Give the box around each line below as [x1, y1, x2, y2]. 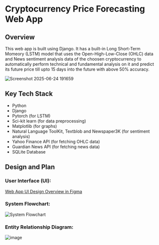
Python [12, 103, 27, 108]
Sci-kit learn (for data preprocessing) [12, 118, 86, 124]
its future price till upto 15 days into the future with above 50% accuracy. [5, 66, 150, 72]
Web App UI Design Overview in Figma [5, 188, 82, 194]
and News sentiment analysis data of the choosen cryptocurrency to [5, 56, 142, 61]
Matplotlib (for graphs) [12, 123, 57, 129]
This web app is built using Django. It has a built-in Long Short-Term [5, 46, 141, 51]
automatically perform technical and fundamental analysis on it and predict [5, 61, 154, 67]
